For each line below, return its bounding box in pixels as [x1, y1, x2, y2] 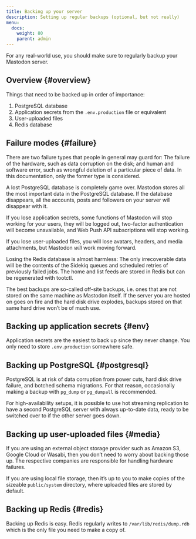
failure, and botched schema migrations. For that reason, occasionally [6, 382, 175, 389]
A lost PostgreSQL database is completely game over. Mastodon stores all [6, 183, 185, 191]
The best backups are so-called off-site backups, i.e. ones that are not [6, 286, 177, 293]
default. [6, 487, 25, 494]
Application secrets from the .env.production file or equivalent [14, 108, 166, 115]
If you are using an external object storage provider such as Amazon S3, [6, 445, 181, 452]
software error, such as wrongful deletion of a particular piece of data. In [6, 166, 182, 173]
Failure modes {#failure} [6, 138, 97, 148]
